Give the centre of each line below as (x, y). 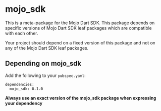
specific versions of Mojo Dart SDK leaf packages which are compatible (79, 28)
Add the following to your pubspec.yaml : (45, 75)
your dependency (24, 103)
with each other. (22, 33)
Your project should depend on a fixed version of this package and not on (80, 42)
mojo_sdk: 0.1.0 (26, 89)
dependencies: (20, 84)
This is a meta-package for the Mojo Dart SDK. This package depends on (80, 23)
